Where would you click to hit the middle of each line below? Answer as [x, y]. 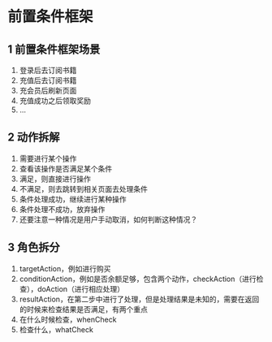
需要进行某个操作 [48, 158]
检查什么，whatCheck [56, 329]
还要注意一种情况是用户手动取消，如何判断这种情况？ [108, 219]
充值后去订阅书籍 [48, 80]
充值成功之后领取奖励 [55, 101]
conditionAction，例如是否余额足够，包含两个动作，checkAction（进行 [138, 279]
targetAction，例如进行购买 [65, 268]
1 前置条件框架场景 [54, 49]
